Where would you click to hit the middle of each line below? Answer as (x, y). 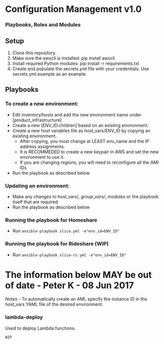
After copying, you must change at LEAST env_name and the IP (84, 141)
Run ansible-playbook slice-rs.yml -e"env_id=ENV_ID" (69, 254)
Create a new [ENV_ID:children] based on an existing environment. (81, 125)
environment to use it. (42, 157)
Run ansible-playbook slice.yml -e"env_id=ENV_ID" (66, 231)
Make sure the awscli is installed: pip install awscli (64, 58)
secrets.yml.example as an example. (49, 74)
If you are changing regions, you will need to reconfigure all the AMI (89, 162)
